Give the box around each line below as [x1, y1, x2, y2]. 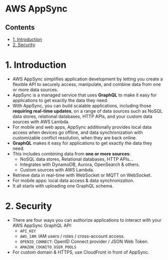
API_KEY [20, 228, 36, 234]
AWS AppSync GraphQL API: [12, 222, 72, 228]
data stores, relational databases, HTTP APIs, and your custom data [12, 113, 153, 119]
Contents [5, 23, 35, 32]
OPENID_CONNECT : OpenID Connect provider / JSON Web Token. [20, 238, 149, 244]
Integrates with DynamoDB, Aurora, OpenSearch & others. [20, 161, 140, 167]
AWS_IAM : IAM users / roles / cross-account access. [20, 233, 125, 239]
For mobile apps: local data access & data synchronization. [12, 177, 134, 184]
